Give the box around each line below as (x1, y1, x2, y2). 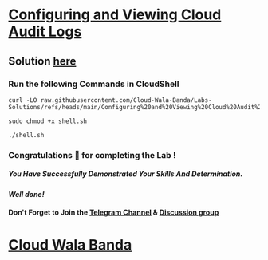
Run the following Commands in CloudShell (8, 78, 179, 89)
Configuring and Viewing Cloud (8, 6, 222, 24)
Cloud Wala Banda (8, 235, 132, 254)
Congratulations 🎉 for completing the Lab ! (8, 149, 176, 160)
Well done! (8, 189, 45, 199)
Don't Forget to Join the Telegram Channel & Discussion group (8, 207, 219, 217)
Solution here (8, 54, 77, 68)
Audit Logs (8, 22, 82, 41)
